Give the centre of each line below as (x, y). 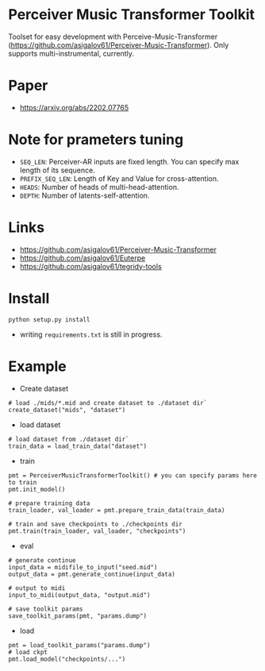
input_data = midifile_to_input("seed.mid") (83, 567)
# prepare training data (49, 503)
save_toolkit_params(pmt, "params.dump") (78, 616)
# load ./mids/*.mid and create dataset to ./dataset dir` (108, 403)
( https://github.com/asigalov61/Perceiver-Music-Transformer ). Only (119, 44)
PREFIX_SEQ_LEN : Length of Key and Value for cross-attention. (119, 178)
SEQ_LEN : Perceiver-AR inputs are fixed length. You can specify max (129, 161)
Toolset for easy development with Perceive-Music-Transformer (113, 37)
